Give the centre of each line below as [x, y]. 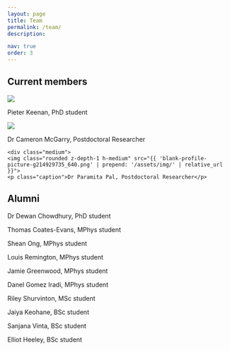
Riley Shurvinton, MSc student [51, 298]
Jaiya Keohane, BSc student [48, 312]
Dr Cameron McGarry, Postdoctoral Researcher [76, 139]
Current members [47, 82]
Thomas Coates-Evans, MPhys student [64, 229]
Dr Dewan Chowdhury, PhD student [59, 216]
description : [27, 34]
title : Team [25, 21]
